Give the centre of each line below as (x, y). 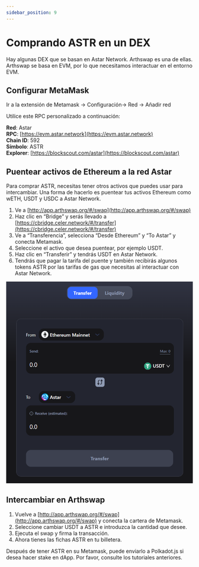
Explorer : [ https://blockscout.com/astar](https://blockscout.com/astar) (93, 153)
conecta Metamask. (39, 242)
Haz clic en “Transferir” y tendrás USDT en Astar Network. (86, 254)
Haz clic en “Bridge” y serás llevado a (60, 216)
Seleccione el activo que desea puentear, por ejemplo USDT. (89, 248)
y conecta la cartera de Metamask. (141, 521)
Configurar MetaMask (48, 90)
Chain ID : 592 (23, 140)
